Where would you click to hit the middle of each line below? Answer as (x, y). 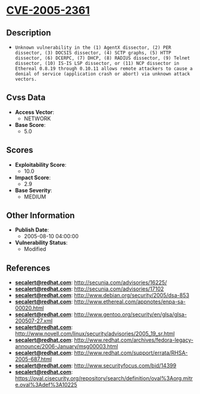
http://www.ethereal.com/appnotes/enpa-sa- (130, 302)
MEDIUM (35, 197)
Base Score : (30, 125)
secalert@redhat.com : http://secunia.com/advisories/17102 (89, 289)
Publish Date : (32, 230)
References (28, 268)
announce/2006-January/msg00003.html (66, 346)
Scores (20, 150)
